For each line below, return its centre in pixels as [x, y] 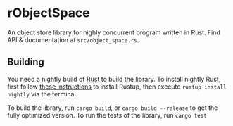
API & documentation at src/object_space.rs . [73, 39]
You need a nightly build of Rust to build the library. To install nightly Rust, [114, 79]
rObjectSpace [49, 13]
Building [26, 62]
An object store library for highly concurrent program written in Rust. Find [114, 32]
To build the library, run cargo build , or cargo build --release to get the [113, 108]
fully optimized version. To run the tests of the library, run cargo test [107, 115]
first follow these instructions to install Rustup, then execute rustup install [117, 87]
